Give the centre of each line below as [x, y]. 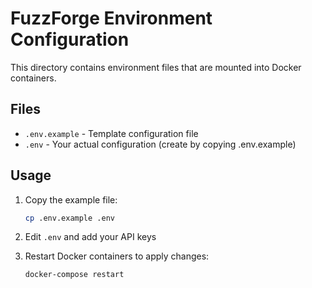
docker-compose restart [74, 275]
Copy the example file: [71, 199]
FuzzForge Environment [111, 18]
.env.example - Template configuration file [111, 133]
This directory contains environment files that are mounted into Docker [156, 67]
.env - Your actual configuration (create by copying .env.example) [160, 144]
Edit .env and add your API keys [90, 237]
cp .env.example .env [69, 218]
